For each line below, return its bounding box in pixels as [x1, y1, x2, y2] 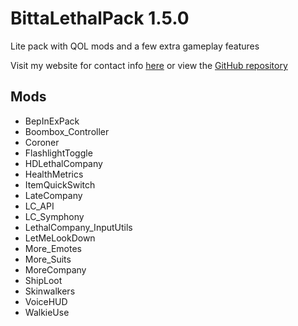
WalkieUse [24, 306, 70, 318]
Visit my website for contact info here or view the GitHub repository [10, 59, 288, 71]
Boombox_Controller [24, 125, 110, 137]
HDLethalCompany [24, 157, 103, 169]
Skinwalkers [24, 285, 76, 297]
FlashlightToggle [24, 147, 93, 159]
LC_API [24, 200, 55, 212]
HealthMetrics [24, 168, 84, 180]
